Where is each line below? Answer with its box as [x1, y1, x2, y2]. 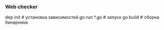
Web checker [5, 3, 38, 10]
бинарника [5, 19, 28, 25]
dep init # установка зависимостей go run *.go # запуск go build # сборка [5, 15, 160, 20]
